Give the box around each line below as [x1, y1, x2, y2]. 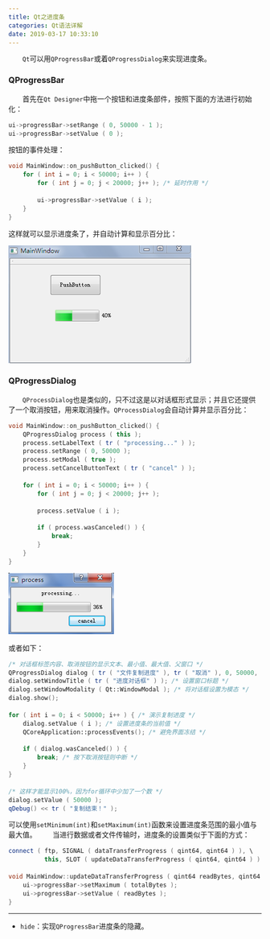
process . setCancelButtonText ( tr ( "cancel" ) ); [22, 464, 196, 472]
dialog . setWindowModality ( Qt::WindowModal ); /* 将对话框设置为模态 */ [8, 686, 250, 694]
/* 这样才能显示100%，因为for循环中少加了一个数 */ [8, 787, 163, 796]
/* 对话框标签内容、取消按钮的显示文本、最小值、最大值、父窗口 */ [8, 660, 203, 668]
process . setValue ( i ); [37, 507, 121, 515]
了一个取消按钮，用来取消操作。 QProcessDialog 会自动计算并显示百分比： [8, 405, 249, 414]
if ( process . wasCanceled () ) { [37, 524, 146, 532]
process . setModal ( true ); [22, 455, 117, 464]
